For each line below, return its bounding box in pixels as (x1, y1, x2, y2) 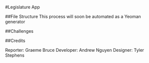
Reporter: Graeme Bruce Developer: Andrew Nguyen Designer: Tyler (5, 47, 145, 53)
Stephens (5, 52, 25, 58)
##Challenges (5, 28, 34, 34)
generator (5, 19, 26, 24)
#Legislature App (5, 4, 40, 10)
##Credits (5, 38, 26, 43)
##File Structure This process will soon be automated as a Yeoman (5, 14, 142, 19)
